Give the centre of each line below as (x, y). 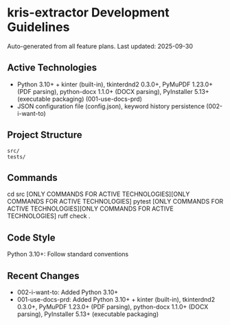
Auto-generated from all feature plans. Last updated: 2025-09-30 (100, 46)
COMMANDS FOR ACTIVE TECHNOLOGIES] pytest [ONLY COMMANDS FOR (115, 202)
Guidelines (38, 27)
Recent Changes (44, 276)
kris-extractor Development (88, 13)
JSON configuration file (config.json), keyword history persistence (111, 106)
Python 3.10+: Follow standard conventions (68, 254)
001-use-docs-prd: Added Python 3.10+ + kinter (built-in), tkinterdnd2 (116, 299)
